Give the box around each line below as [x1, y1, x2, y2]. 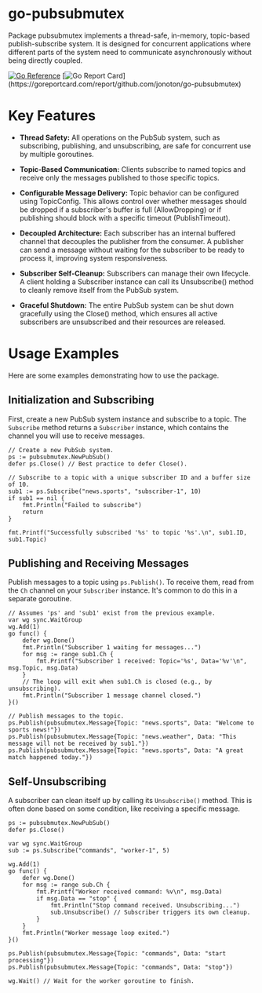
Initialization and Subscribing [8, 393, 155, 407]
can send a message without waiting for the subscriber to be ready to [19, 245, 245, 254]
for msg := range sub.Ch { [22, 881, 111, 889]
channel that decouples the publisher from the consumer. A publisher [19, 236, 245, 246]
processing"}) [8, 957, 55, 965]
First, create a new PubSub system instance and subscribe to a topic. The [8, 414, 247, 424]
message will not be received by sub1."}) [8, 739, 149, 748]
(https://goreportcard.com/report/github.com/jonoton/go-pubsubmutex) [8, 79, 242, 89]
